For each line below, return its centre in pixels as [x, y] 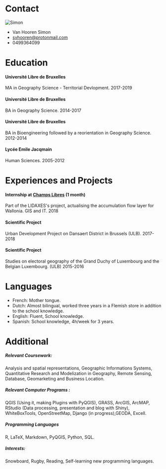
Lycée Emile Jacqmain [28, 149]
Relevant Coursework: [29, 356]
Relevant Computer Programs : [38, 390]
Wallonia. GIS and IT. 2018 [32, 211]
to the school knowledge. [38, 311]
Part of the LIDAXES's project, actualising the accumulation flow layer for [80, 206]
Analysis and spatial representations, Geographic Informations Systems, [79, 368]
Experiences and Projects [59, 181]
